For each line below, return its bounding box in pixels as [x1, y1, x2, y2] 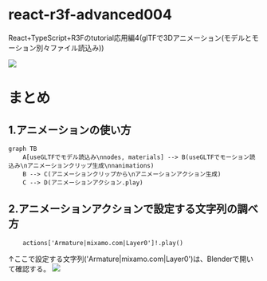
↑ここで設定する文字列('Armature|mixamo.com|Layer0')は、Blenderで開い [8, 254, 253, 263]
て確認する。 [8, 263, 50, 273]
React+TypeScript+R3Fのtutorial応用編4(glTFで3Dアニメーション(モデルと [8, 33, 253, 42]
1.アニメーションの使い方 [8, 123, 132, 137]
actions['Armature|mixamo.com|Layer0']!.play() [22, 239, 183, 247]
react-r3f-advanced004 [8, 6, 173, 24]
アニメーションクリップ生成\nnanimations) [27, 161, 155, 169]
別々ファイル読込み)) [35, 42, 104, 53]
